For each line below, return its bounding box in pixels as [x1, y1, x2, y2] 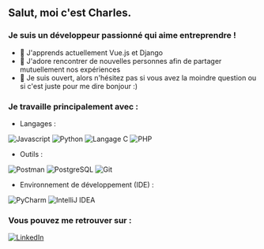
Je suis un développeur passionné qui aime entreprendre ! [8, 30, 237, 41]
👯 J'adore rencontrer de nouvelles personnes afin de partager [19, 56, 222, 65]
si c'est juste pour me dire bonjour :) [19, 81, 138, 91]
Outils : [19, 149, 43, 158]
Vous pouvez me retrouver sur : [8, 214, 132, 225]
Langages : [19, 118, 57, 128]
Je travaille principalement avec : [8, 101, 138, 112]
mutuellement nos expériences [19, 65, 121, 74]
